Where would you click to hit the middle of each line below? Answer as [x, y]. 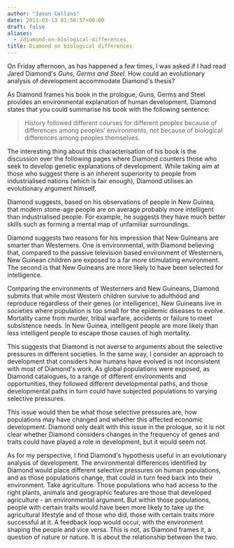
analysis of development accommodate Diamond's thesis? [91, 81]
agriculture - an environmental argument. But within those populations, [109, 500]
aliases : [20, 33]
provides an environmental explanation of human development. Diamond [112, 102]
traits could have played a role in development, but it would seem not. [107, 442]
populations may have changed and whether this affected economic [105, 419]
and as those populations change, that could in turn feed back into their [110, 477]
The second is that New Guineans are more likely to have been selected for [115, 267]
